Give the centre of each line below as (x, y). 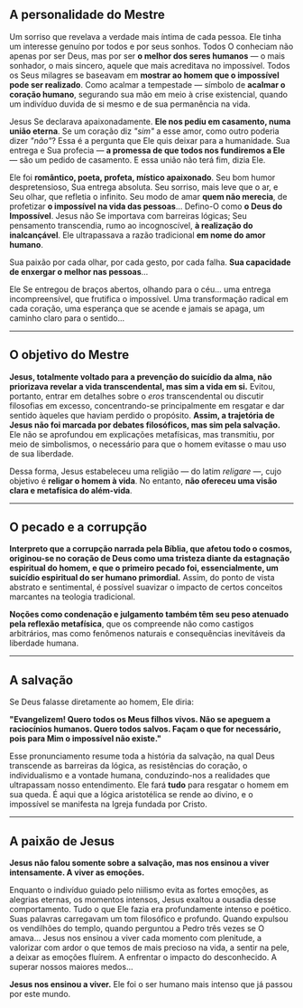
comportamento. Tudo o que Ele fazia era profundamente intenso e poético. (150, 909)
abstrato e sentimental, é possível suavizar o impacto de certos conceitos (146, 588)
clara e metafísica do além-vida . (71, 490)
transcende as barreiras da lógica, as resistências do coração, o (129, 766)
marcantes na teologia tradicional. (73, 597)
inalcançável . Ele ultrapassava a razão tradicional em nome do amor (138, 235)
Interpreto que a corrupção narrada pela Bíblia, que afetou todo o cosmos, (151, 549)
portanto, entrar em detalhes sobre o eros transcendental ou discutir (137, 396)
